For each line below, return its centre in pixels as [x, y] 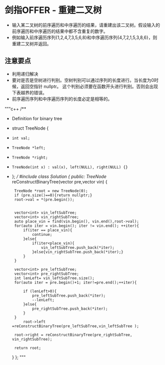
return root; [28, 348]
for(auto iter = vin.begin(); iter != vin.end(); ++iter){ [77, 226]
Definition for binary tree [37, 118]
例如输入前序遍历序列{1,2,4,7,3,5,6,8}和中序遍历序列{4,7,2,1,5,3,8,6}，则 [84, 37]
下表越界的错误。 [29, 92]
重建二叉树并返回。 [32, 43]
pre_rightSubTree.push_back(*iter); [70, 309]
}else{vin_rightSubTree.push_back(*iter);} [78, 252]
